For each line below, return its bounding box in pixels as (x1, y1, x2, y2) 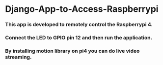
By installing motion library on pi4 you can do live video (5, 47, 140, 54)
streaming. (5, 53, 32, 60)
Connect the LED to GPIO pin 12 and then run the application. (5, 34, 153, 41)
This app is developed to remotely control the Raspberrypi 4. (5, 21, 153, 28)
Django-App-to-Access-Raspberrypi (5, 3, 159, 15)
